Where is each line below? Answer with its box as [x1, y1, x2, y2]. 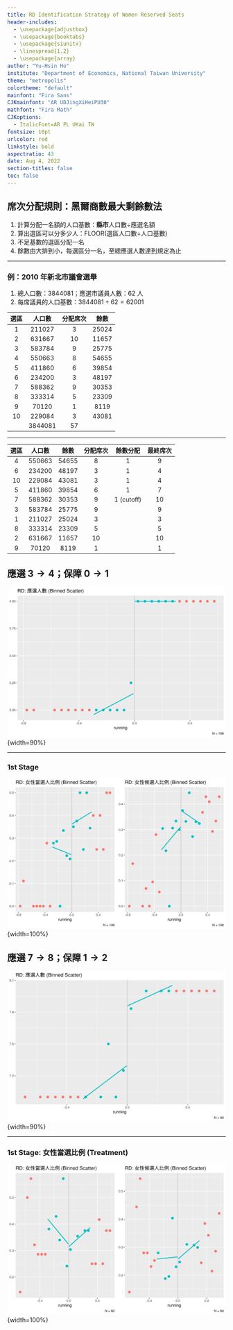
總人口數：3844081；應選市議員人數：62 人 [17, 289, 144, 297]
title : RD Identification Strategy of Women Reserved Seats [7, 11, 185, 18]
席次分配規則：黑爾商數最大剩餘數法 [7, 201, 162, 213]
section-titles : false [7, 165, 73, 172]
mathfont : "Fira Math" [7, 106, 73, 114]
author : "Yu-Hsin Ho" [7, 63, 70, 69]
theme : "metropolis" [7, 77, 67, 84]
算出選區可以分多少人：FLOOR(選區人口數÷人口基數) [17, 229, 168, 238]
